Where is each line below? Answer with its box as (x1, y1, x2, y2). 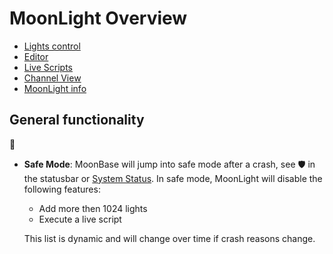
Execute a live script (38, 213, 122, 225)
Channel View (23, 72, 82, 84)
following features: (23, 183, 101, 195)
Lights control (23, 40, 81, 52)
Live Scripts (23, 61, 73, 73)
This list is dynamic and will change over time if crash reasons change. (23, 232, 316, 244)
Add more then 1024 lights (38, 202, 148, 214)
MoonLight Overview (9, 7, 188, 30)
